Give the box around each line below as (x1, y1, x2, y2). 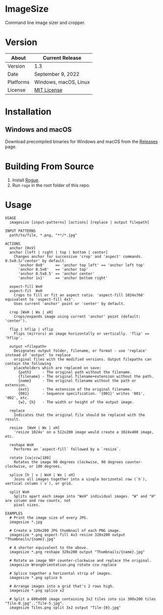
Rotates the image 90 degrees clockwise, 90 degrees (14, 459, 123, 464)
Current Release (42, 54, 81, 61)
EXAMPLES (5, 511, 23, 516)
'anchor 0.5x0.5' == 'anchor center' (18, 271, 95, 276)
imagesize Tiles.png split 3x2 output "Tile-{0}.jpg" (9, 605, 121, 610)
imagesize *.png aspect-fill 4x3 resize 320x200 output (9, 532, 125, 537)
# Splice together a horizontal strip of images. (9, 571, 112, 576)
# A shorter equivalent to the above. (9, 545, 89, 550)
